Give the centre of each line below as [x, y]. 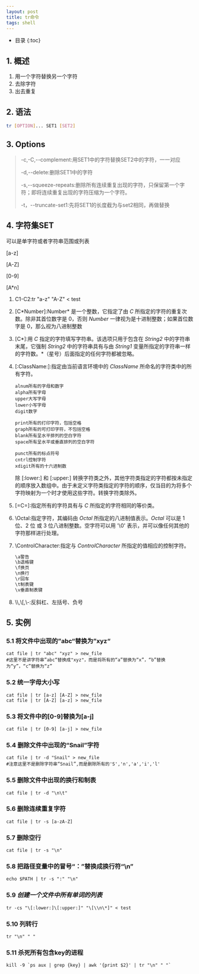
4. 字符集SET [30, 226]
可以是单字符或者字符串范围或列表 [48, 241]
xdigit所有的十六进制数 [40, 466]
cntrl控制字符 [30, 460]
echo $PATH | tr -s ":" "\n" [42, 879]
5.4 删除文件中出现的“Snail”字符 [53, 745]
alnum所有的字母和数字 [39, 386]
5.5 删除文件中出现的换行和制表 [51, 780]
